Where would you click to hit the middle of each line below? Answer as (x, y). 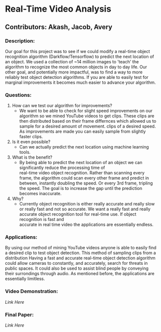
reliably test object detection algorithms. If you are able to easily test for (77, 77)
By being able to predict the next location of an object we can (81, 163)
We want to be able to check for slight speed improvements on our (86, 111)
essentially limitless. (25, 279)
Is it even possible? (31, 142)
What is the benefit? (32, 157)
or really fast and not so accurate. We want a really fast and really (85, 209)
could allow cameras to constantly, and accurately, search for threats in (76, 263)
